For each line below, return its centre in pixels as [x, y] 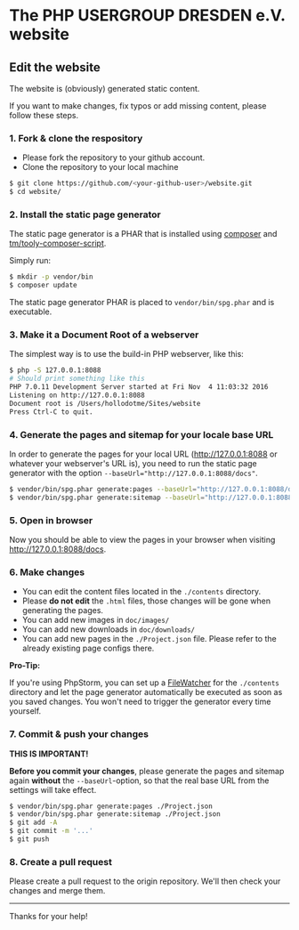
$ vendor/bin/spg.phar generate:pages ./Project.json [111, 806]
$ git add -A [33, 823]
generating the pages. [63, 611]
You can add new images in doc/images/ [96, 620]
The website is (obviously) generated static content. [105, 89]
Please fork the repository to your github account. [113, 158]
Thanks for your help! [48, 917]
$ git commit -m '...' [51, 831]
